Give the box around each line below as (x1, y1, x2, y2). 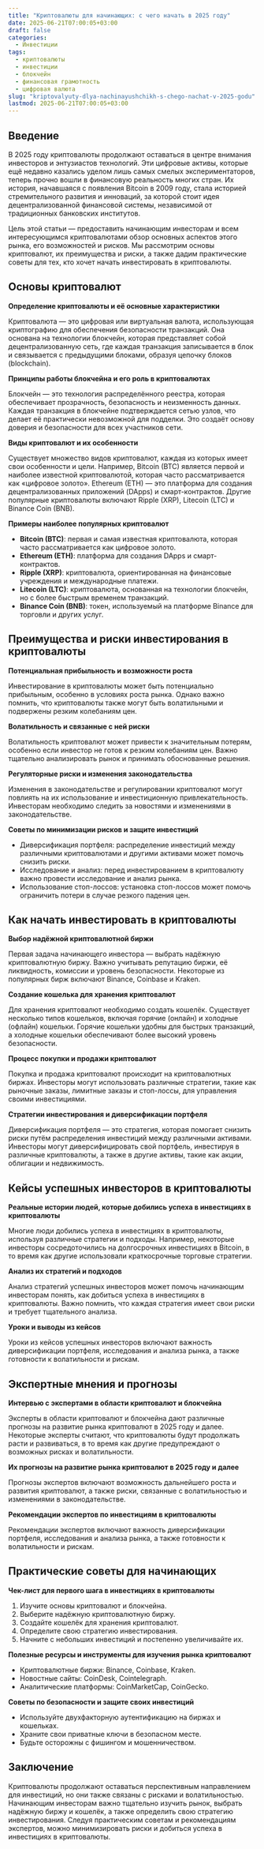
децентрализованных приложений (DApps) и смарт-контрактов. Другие (8, 486, 251, 496)
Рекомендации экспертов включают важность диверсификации (8, 1525, 225, 1534)
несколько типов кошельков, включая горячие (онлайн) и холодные (8, 1014, 239, 1023)
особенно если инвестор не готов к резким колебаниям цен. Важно (8, 745, 238, 755)
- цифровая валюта (15, 84, 76, 93)
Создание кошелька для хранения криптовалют (8, 990, 176, 1000)
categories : (8, 33, 47, 42)
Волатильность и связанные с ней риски (8, 722, 150, 731)
